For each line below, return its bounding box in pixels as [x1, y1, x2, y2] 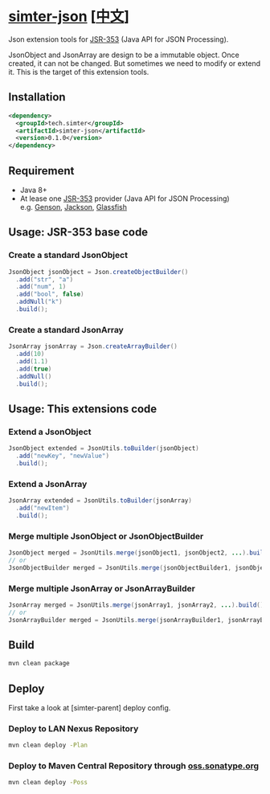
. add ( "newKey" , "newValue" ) [15, 452, 110, 460]
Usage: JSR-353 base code [8, 226, 149, 239]
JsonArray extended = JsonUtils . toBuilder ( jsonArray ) [8, 497, 193, 505]
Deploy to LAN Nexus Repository [8, 722, 139, 734]
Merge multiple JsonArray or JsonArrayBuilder [8, 583, 195, 594]
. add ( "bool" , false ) [15, 290, 84, 298]
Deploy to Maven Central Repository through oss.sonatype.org [8, 760, 260, 771]
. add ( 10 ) [15, 350, 45, 358]
